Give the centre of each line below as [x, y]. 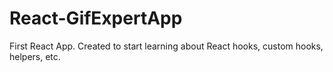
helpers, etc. [35, 56]
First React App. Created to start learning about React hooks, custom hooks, [166, 46]
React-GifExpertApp [96, 18]
